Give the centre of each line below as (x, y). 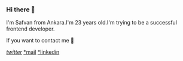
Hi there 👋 (21, 10)
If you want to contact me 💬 (40, 41)
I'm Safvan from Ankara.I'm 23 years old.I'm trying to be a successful (92, 23)
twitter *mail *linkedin (33, 52)
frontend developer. (30, 29)
